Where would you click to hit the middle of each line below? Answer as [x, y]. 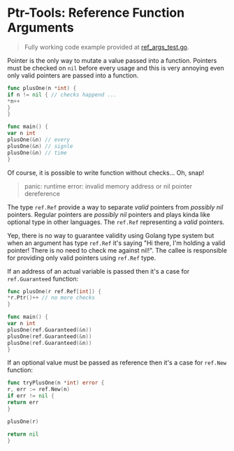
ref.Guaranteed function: [43, 279]
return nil [23, 434]
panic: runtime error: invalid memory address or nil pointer [108, 186]
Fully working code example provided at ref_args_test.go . [107, 47]
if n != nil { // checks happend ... [62, 95]
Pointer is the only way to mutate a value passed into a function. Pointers [112, 60]
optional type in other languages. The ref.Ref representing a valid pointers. [116, 222]
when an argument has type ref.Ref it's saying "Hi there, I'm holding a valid [116, 243]
